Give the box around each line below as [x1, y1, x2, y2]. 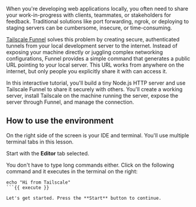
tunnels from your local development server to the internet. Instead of [6, 42, 178, 49]
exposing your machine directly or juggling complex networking [6, 49, 163, 56]
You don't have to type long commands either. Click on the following [6, 161, 174, 169]
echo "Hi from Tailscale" [6, 179, 71, 185]
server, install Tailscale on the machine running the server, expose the [6, 92, 179, 99]
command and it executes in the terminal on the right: [6, 167, 138, 175]
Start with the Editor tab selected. [6, 149, 90, 157]
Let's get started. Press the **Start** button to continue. [6, 195, 162, 201]
